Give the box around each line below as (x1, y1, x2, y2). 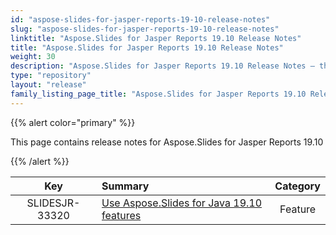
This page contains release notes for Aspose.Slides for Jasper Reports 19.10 (10, 136, 324, 148)
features (101, 208, 142, 222)
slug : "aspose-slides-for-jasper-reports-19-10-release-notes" (10, 24, 280, 34)
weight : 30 (10, 52, 56, 62)
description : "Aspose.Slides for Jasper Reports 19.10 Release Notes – (10, 61, 315, 71)
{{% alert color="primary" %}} (10, 116, 136, 128)
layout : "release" (10, 80, 87, 90)
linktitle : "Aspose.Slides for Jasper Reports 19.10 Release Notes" (10, 33, 302, 43)
